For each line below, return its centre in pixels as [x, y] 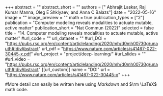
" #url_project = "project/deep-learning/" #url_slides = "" [89, 54]
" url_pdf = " [51, 49]
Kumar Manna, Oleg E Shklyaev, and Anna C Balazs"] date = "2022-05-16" [81, 12]
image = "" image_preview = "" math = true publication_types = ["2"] [75, 17]
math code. [17, 89]
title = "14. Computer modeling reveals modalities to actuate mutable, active [81, 33]
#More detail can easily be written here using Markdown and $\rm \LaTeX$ [81, 84]
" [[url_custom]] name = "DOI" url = [74, 70]
